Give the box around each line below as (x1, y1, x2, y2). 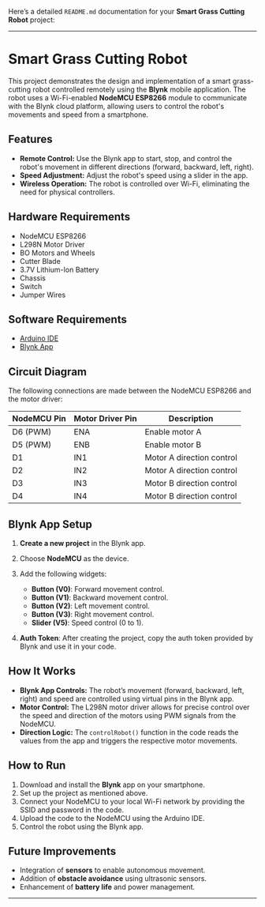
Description (168, 413, 214, 424)
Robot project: (8, 15, 55, 24)
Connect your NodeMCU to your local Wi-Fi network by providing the (19, 796, 245, 806)
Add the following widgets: (19, 569, 107, 578)
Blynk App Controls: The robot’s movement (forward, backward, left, (19, 685, 244, 694)
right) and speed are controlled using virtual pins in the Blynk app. (19, 694, 234, 703)
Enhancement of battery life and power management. (19, 883, 196, 892)
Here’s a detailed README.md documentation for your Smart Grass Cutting (8, 7, 245, 16)
